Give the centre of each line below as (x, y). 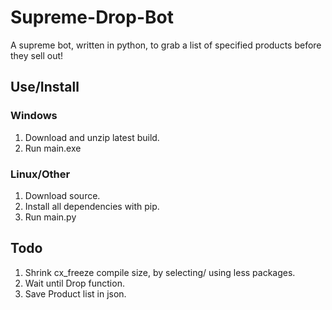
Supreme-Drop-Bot (92, 17)
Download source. (62, 195)
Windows (34, 116)
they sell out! (37, 55)
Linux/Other (40, 174)
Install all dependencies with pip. (92, 206)
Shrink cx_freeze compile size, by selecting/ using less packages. (160, 272)
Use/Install (45, 87)
